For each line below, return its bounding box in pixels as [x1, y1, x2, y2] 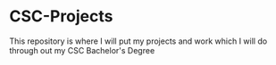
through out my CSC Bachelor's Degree [9, 45, 155, 55]
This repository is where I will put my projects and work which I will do [9, 36, 268, 46]
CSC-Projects [9, 6, 113, 27]
